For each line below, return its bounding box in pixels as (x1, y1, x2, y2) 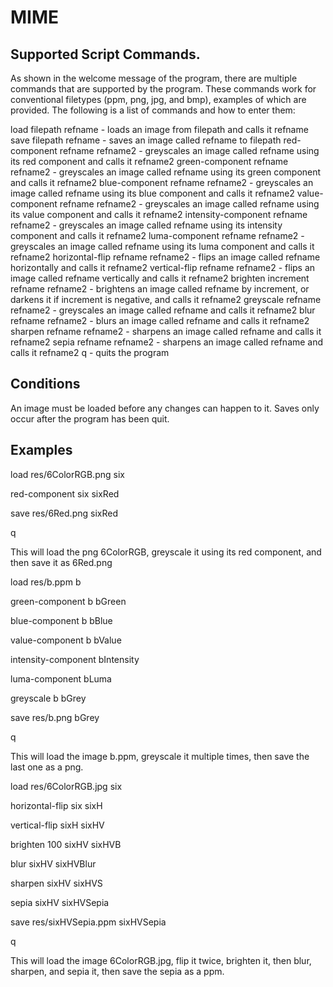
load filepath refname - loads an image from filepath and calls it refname (10, 124, 309, 135)
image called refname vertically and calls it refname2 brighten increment (10, 272, 310, 284)
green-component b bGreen (10, 595, 127, 607)
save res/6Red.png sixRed (10, 507, 118, 519)
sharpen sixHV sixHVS (10, 877, 103, 889)
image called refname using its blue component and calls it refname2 (10, 187, 295, 199)
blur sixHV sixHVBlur (10, 857, 97, 870)
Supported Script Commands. (10, 46, 201, 63)
